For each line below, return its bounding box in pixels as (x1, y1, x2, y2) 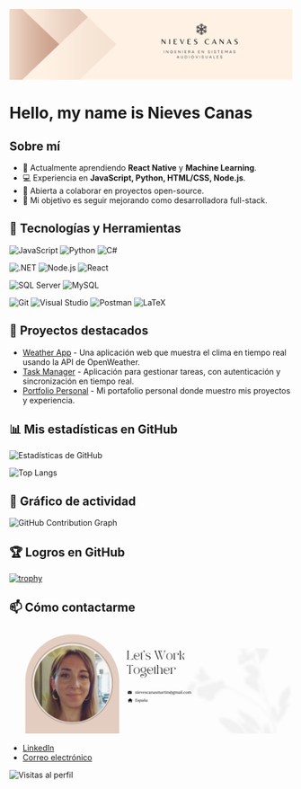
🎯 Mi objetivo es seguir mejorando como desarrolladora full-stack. (22, 195, 268, 206)
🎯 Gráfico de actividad (9, 493, 137, 509)
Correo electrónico (22, 751, 93, 763)
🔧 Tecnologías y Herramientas (9, 221, 181, 236)
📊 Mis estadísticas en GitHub (9, 422, 178, 438)
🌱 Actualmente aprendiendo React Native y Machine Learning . (22, 163, 258, 173)
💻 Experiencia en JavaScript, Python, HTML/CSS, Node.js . (22, 173, 246, 183)
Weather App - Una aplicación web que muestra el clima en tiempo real (22, 347, 288, 358)
